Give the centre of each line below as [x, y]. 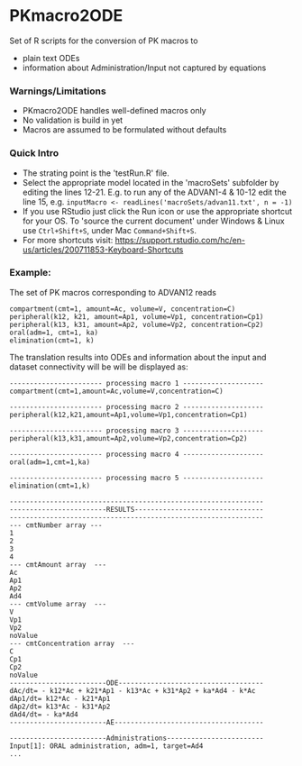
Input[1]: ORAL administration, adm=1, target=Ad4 [106, 746]
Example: [30, 273]
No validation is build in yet [73, 120]
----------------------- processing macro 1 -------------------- [137, 383]
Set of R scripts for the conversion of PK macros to [104, 41]
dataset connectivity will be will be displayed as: [99, 367]
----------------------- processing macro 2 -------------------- [137, 406]
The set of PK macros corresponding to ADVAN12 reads [113, 292]
